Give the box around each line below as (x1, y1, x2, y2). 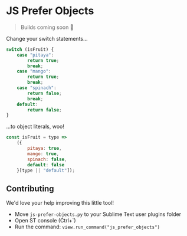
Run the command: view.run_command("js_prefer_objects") (14, 223, 160, 231)
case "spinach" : (17, 85, 57, 91)
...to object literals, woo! (6, 123, 65, 130)
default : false (27, 162, 65, 168)
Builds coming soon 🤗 (20, 24, 74, 31)
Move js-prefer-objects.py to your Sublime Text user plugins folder (14, 211, 182, 218)
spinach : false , (27, 156, 67, 162)
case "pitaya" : (17, 52, 54, 58)
